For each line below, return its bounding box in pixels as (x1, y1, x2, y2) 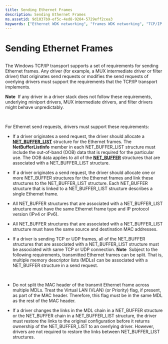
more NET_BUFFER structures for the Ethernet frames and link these (12, 174, 153, 180)
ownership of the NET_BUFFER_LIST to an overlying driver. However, (12, 323, 154, 329)
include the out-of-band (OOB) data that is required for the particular (12, 149, 154, 155)
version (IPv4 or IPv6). (12, 211, 59, 217)
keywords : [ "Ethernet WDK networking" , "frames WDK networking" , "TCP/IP (5, 21, 162, 26)
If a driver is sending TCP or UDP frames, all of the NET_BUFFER (12, 235, 145, 241)
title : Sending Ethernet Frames (5, 7, 72, 12)
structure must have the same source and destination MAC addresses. (12, 226, 158, 232)
